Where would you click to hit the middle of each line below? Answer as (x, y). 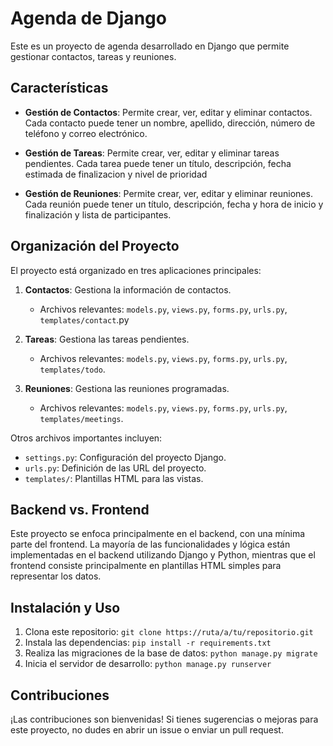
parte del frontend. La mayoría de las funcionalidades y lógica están (150, 544)
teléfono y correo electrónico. (86, 133)
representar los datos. (56, 576)
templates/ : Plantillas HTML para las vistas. (114, 478)
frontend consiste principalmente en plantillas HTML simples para (146, 566)
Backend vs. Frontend (80, 509)
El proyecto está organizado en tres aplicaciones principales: (136, 270)
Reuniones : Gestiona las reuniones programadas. (127, 388)
